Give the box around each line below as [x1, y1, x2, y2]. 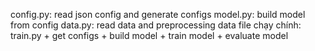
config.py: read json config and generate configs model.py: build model [10, 9, 306, 20]
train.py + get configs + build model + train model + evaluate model [10, 30, 289, 41]
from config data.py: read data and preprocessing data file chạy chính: [10, 19, 302, 31]
